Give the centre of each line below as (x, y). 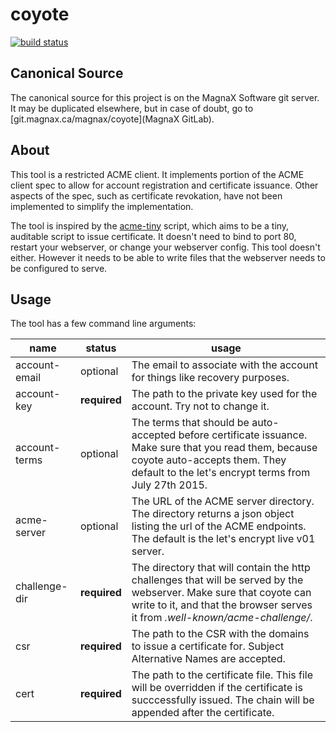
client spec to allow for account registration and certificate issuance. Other (164, 185)
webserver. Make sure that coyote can (221, 593)
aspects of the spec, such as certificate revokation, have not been (146, 195)
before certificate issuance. (243, 435)
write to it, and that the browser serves (222, 605)
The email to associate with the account (224, 365)
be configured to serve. (59, 268)
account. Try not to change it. (200, 406)
